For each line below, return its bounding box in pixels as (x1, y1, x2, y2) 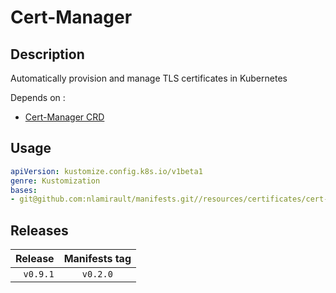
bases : (10, 185, 38, 195)
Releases (10, 222, 69, 239)
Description (10, 46, 85, 63)
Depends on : (10, 92, 66, 103)
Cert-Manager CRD (24, 111, 105, 123)
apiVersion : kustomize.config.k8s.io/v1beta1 (10, 166, 203, 176)
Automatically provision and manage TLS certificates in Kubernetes (10, 72, 288, 84)
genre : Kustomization (10, 176, 101, 186)
